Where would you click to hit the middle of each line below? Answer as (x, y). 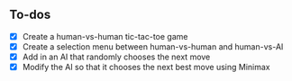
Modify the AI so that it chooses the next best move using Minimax (146, 67)
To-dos (30, 15)
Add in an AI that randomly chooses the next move (116, 57)
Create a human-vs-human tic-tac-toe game (105, 36)
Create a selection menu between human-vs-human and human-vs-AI (153, 46)
